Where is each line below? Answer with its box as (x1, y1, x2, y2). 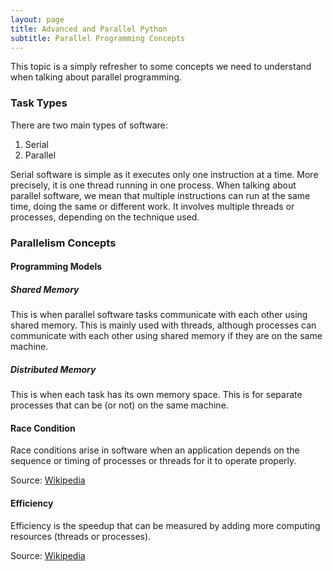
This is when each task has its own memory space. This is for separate (10, 389, 303, 401)
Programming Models (10, 261, 103, 273)
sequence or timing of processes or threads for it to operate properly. (10, 455, 297, 467)
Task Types (10, 96, 68, 110)
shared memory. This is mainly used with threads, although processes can (10, 319, 317, 331)
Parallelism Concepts (10, 236, 117, 250)
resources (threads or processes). (10, 530, 152, 542)
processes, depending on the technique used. (10, 211, 200, 223)
